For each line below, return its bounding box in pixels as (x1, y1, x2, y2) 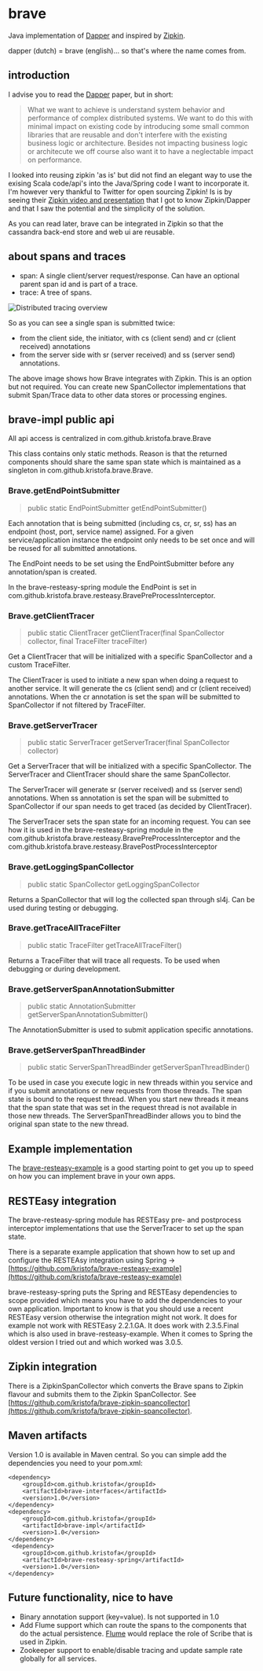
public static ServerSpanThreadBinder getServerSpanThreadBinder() (27, 1063, 250, 1072)
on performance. (27, 155, 82, 164)
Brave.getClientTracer (8, 610, 95, 621)
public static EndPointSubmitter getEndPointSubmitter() (27, 503, 207, 512)
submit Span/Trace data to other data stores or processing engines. (8, 390, 228, 399)
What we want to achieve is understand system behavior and (27, 105, 225, 114)
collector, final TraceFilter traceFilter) (27, 636, 148, 645)
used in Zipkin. (19, 1636, 68, 1647)
